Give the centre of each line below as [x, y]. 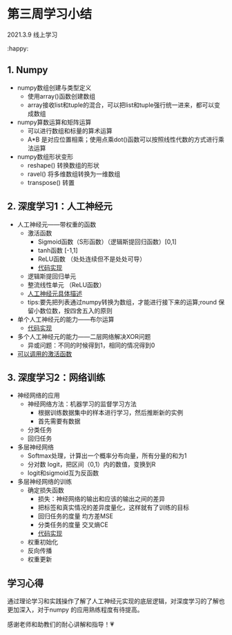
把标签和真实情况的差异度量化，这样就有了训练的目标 [114, 507]
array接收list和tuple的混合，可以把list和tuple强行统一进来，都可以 [121, 105]
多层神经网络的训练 [45, 482]
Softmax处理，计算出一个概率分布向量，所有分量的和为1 [107, 456]
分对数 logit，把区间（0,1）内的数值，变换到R [91, 465]
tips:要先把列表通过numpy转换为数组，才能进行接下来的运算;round [122, 302]
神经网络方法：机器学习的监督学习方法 [82, 404]
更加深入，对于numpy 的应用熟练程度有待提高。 [75, 610]
